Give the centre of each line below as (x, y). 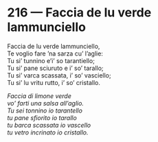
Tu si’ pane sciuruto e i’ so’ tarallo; (56, 68)
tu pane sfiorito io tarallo (42, 117)
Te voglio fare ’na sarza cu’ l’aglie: (55, 54)
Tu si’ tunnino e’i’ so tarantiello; (51, 60)
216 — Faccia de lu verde (79, 13)
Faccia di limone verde (39, 96)
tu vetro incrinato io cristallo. (48, 132)
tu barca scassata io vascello (49, 125)
